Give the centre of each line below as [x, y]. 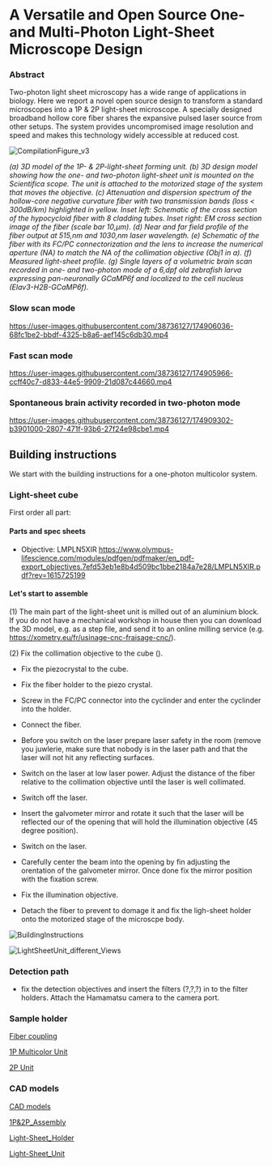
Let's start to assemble [49, 594]
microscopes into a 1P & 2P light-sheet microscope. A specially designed [131, 109]
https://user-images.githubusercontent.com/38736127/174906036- [121, 326]
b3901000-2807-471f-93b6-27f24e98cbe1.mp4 [89, 429]
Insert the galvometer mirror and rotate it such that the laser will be [132, 813]
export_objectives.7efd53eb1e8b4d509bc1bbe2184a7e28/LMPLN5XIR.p [141, 566]
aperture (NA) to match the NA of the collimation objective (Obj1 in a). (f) [130, 253]
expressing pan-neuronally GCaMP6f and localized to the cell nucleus [126, 279]
